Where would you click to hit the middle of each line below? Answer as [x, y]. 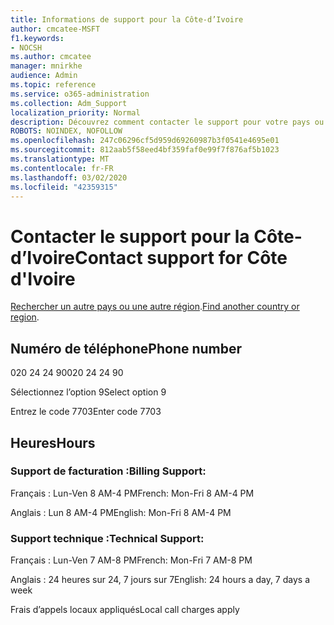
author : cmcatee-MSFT [55, 29]
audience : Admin [44, 76]
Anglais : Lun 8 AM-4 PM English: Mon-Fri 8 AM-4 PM [121, 512]
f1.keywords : [37, 38]
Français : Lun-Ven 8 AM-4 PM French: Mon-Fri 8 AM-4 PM [132, 493]
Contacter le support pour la [130, 236]
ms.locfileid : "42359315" [64, 187]
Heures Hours [53, 442]
